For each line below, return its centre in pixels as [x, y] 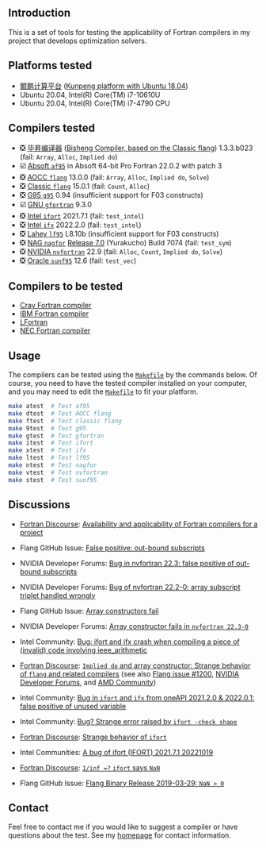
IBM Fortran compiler [54, 314]
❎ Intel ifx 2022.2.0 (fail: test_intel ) [80, 225]
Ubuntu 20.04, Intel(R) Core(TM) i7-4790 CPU [95, 103]
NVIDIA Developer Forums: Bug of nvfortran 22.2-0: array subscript [130, 587]
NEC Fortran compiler [55, 331]
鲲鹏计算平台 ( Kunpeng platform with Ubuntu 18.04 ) [104, 86]
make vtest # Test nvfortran [58, 472]
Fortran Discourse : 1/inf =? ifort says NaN [90, 767]
